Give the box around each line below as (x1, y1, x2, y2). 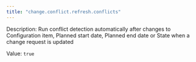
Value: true (6, 49, 35, 57)
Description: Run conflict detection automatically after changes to (6, 25, 171, 33)
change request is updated (6, 38, 74, 45)
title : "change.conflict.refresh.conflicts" (6, 8, 121, 15)
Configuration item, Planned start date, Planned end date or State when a (6, 31, 190, 39)
